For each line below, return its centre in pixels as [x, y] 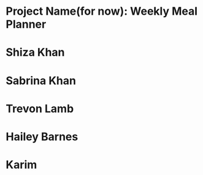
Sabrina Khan [41, 80]
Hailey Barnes [42, 137]
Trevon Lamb [40, 108]
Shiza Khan [35, 52]
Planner [26, 24]
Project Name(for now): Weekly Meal [101, 11]
